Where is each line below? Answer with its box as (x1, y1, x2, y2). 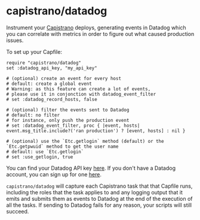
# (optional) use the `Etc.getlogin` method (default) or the (6, 138, 164, 144)
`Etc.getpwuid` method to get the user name (6, 143, 119, 149)
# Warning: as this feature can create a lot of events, (6, 85, 151, 92)
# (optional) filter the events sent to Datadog (6, 106, 130, 113)
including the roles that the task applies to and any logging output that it (6, 188, 183, 195)
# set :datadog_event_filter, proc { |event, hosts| (6, 123, 140, 129)
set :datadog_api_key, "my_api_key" (6, 65, 97, 71)
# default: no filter (6, 112, 60, 118)
